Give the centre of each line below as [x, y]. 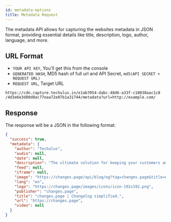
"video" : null [29, 206]
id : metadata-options [28, 10]
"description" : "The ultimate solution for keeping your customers [87, 163]
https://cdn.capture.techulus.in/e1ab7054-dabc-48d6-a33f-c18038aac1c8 [83, 93]
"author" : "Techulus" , [38, 149]
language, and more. [27, 40]
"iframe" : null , [32, 173]
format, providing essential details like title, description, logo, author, [77, 35]
